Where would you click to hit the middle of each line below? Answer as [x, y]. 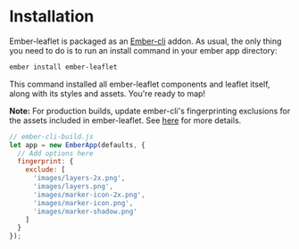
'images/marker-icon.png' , [83, 203]
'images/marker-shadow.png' [85, 212]
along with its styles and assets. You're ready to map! [108, 93]
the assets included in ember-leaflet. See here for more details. [125, 120]
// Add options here [55, 154]
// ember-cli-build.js [51, 137]
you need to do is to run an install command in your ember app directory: [143, 50]
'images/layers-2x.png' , [79, 178]
